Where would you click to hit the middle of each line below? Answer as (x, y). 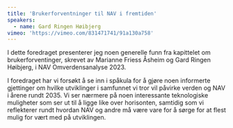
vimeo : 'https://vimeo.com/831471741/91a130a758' (81, 33)
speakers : (22, 20)
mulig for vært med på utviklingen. (57, 118)
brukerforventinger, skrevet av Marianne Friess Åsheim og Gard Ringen (109, 60)
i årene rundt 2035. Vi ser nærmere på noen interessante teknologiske (108, 95)
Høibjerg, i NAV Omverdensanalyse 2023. (67, 67)
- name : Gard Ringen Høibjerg (57, 26)
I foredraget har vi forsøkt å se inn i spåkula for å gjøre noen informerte (109, 81)
